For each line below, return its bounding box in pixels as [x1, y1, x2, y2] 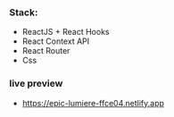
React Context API [21, 36, 90, 46]
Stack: [9, 6, 38, 19]
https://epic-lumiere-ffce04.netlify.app [21, 97, 165, 108]
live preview [9, 78, 63, 90]
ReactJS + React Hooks [21, 27, 110, 38]
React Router [21, 46, 70, 56]
